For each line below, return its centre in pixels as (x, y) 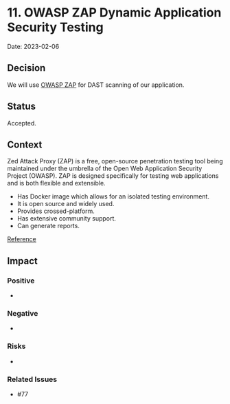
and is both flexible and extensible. (56, 183)
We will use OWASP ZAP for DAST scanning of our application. (96, 85)
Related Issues (32, 379)
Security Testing (56, 27)
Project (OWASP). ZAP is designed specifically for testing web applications (113, 176)
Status (22, 107)
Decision (26, 68)
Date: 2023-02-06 (33, 46)
